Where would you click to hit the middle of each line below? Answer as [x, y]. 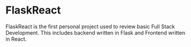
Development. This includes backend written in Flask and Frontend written [95, 32]
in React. [16, 39]
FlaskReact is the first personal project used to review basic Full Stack [90, 26]
